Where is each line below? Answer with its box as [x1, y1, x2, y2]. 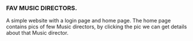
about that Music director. [6, 29, 69, 36]
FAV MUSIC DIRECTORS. [6, 4, 78, 12]
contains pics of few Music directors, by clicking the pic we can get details [6, 23, 187, 30]
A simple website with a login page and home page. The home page [6, 17, 171, 24]
